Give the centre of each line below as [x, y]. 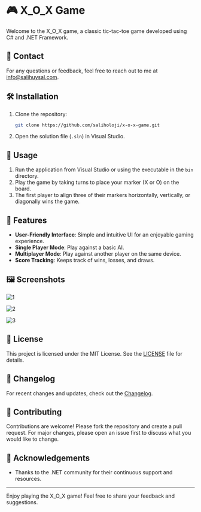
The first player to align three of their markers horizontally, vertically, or [102, 195]
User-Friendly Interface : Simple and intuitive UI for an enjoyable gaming [104, 235]
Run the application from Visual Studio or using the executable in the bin [104, 169]
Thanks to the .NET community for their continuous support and [94, 472]
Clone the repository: [41, 114]
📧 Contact [25, 56]
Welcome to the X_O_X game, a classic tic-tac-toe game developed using [97, 31]
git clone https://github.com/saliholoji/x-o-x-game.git [87, 125]
